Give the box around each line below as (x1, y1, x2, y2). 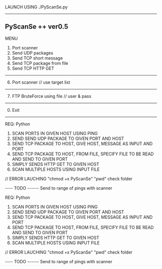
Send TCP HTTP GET (12, 65, 54, 71)
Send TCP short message (12, 55, 63, 61)
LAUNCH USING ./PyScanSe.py (5, 4, 68, 10)
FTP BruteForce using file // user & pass (12, 93, 92, 99)
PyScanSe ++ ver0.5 (5, 23, 68, 31)
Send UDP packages (12, 50, 54, 56)
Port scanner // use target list (12, 79, 70, 85)
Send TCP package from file (12, 60, 68, 66)
